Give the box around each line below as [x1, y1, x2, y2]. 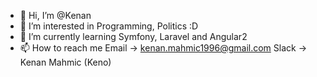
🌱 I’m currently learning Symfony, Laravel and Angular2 [19, 31, 248, 42]
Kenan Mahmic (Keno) [19, 56, 112, 68]
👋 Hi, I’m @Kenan [19, 10, 92, 21]
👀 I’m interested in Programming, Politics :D [19, 20, 199, 32]
